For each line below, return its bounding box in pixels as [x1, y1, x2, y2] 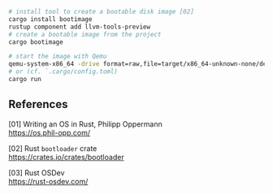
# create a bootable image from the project [8, 30, 162, 38]
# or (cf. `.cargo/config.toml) [8, 67, 118, 76]
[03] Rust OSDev [8, 167, 65, 178]
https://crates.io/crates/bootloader [8, 152, 124, 162]
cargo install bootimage [8, 15, 93, 24]
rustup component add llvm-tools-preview [8, 23, 151, 31]
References [8, 97, 68, 111]
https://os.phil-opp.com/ [8, 127, 91, 137]
